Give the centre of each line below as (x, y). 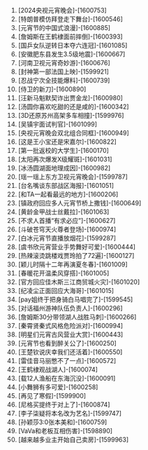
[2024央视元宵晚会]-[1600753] (62, 10)
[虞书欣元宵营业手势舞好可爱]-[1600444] (76, 247)
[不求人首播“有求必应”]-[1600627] (67, 220)
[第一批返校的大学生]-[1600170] (63, 150)
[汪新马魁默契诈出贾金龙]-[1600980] (70, 98)
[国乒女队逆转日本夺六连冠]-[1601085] (73, 45)
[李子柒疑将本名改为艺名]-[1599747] (69, 413)
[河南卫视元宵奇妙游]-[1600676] (64, 63)
